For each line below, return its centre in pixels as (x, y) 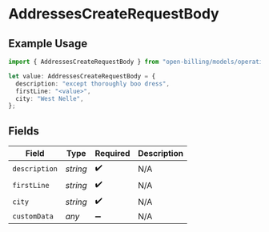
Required (112, 154)
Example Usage (48, 44)
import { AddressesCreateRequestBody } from (84, 62)
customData (33, 216)
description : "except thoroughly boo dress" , (93, 84)
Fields (24, 131)
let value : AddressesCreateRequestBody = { (82, 76)
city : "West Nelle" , (50, 98)
